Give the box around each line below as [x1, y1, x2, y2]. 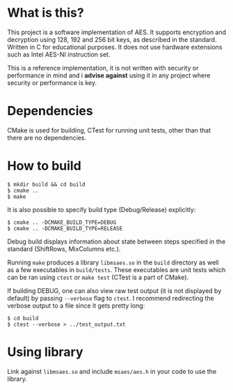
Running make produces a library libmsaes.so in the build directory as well [7, 258, 219, 267]
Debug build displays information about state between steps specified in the [7, 237, 226, 246]
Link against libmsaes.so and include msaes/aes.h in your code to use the [7, 367, 217, 375]
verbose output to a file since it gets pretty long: [7, 301, 145, 310]
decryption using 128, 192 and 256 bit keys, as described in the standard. [7, 35, 217, 43]
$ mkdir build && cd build [7, 181, 86, 188]
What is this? [7, 5, 85, 21]
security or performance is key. [7, 78, 97, 87]
